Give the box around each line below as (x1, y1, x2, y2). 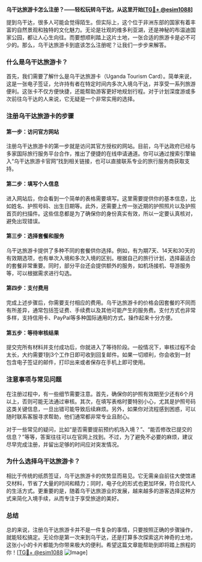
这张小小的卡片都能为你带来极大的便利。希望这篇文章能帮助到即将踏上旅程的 (6, 541, 196, 549)
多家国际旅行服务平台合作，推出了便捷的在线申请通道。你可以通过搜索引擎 (6, 150, 191, 158)
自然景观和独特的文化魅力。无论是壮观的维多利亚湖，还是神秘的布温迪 (16, 27, 191, 33)
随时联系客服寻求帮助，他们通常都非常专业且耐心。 (6, 413, 133, 420)
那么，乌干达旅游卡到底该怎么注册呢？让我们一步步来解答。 (22, 42, 170, 48)
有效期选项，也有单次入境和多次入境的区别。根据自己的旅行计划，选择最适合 (6, 254, 196, 261)
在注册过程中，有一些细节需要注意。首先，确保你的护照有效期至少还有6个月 (6, 390, 194, 397)
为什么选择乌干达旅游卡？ (6, 457, 81, 465)
